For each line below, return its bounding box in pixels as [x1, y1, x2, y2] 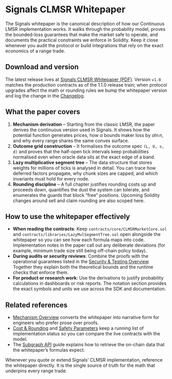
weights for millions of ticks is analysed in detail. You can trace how [12, 165, 156, 171]
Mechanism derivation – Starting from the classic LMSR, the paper [12, 121, 155, 127]
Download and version [5, 63, 79, 71]
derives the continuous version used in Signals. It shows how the [12, 127, 150, 133]
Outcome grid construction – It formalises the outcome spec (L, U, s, [12, 143, 164, 149]
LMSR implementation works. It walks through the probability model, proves [5, 26, 166, 32]
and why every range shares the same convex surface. [12, 137, 129, 144]
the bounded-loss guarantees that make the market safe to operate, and [5, 31, 158, 37]
